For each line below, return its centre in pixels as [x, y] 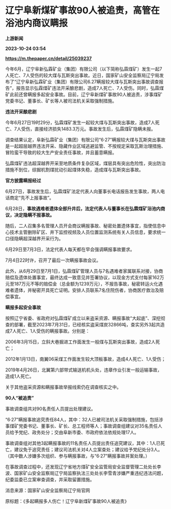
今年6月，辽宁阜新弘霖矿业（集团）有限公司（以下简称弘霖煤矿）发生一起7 [84, 69]
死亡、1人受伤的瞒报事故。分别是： [53, 331]
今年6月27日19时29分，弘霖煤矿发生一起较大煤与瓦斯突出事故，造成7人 [80, 122]
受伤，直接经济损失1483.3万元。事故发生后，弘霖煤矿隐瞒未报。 [88, 129]
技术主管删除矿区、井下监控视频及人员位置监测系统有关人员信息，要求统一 [88, 232]
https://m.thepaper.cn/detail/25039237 [49, 58]
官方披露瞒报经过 [23, 180]
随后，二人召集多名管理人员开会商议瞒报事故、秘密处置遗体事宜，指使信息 [83, 225]
